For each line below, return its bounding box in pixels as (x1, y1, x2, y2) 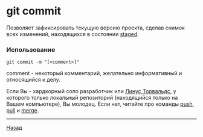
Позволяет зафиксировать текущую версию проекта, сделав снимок (6, 24, 185, 31)
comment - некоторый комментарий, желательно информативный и (6, 70, 182, 77)
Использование (6, 45, 56, 53)
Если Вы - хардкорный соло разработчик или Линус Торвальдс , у (6, 88, 176, 95)
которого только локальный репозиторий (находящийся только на (6, 94, 178, 102)
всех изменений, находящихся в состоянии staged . (6, 30, 139, 37)
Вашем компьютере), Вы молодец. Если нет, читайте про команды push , (6, 100, 195, 108)
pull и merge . (6, 107, 39, 114)
